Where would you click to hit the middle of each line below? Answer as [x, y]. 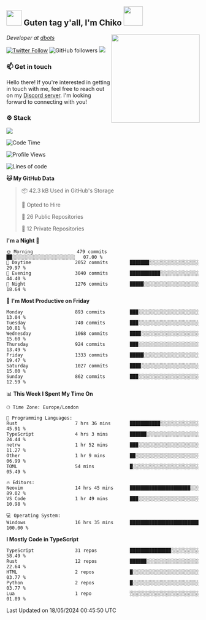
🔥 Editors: [21, 483]
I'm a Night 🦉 [23, 241]
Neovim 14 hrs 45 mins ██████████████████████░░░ [103, 488]
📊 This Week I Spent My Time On [50, 394]
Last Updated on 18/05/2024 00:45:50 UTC [61, 610]
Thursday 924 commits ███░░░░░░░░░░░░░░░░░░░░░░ [103, 345]
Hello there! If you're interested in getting [58, 82]
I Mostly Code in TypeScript [42, 540]
